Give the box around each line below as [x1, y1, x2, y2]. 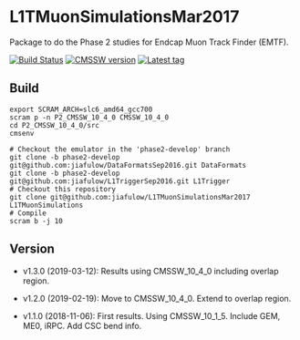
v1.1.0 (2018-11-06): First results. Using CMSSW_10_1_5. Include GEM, [22, 310, 281, 321]
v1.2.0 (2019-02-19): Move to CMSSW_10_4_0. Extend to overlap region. [22, 293, 292, 304]
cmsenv [9, 129, 35, 138]
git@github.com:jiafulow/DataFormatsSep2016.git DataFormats [9, 160, 247, 170]
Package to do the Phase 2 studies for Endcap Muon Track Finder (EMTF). [9, 36, 289, 47]
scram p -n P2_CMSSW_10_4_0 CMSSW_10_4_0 [9, 112, 170, 122]
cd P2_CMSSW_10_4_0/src [9, 120, 100, 129]
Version [9, 242, 55, 257]
